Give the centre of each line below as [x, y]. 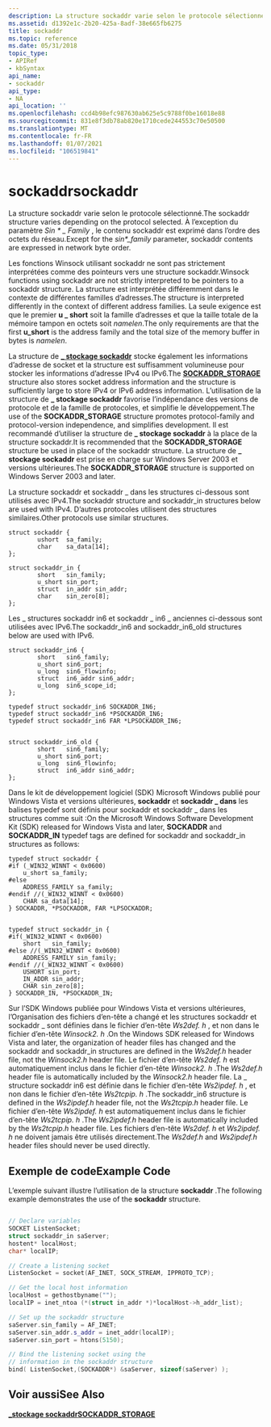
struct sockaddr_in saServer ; [59, 1236]
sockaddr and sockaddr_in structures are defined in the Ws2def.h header [130, 1051]
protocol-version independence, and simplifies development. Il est [119, 425]
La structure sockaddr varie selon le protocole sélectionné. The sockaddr [129, 213]
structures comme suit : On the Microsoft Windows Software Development [131, 819]
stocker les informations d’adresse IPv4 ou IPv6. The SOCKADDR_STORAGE [134, 373]
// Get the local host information [68, 1288]
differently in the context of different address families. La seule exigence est [135, 306]
